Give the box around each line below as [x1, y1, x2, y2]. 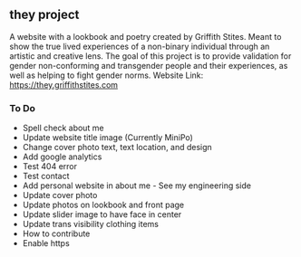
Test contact [22, 171, 70, 182]
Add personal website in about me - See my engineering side [22, 180, 252, 191]
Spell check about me [22, 122, 104, 134]
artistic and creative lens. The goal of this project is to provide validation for [9, 50, 292, 62]
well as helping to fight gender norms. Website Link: [9, 70, 204, 81]
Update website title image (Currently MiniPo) [22, 132, 193, 143]
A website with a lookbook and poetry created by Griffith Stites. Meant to [9, 31, 282, 42]
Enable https [22, 238, 70, 249]
